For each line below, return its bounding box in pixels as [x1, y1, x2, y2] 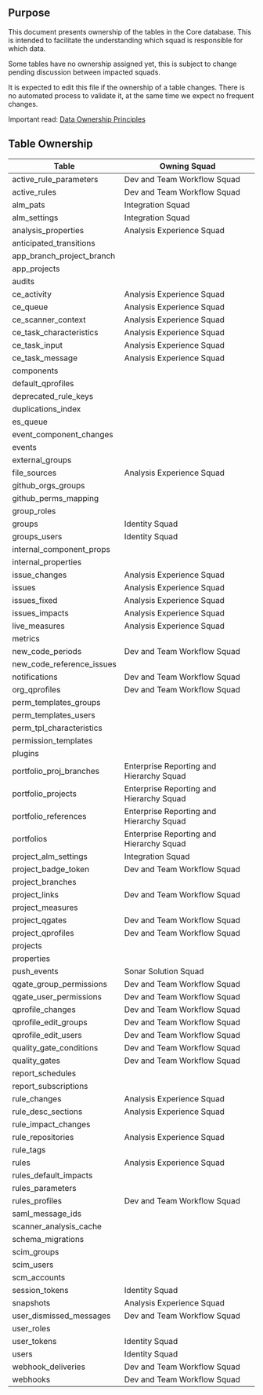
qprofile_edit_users [12, 1029, 82, 1040]
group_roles [12, 506, 56, 517]
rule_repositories [12, 1131, 74, 1142]
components [12, 365, 59, 376]
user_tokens [12, 1335, 57, 1346]
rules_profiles [12, 1195, 63, 1206]
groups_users [12, 531, 63, 542]
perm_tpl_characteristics [12, 722, 103, 733]
